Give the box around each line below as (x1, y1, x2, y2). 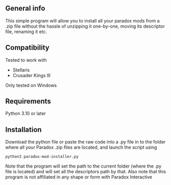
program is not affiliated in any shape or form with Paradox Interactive (5, 174, 152, 180)
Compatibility (5, 43, 50, 52)
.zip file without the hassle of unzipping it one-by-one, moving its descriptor (5, 23, 165, 29)
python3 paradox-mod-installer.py (5, 154, 79, 159)
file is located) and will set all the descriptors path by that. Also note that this (5, 169, 166, 175)
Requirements (5, 97, 51, 106)
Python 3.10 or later (5, 110, 46, 117)
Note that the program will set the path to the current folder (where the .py (5, 163, 162, 169)
